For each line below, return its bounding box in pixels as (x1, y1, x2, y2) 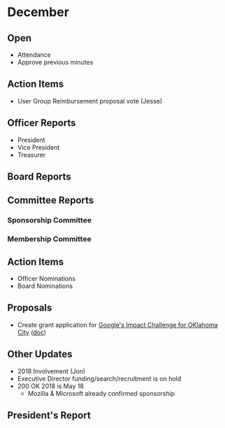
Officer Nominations (17, 274, 75, 283)
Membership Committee (7, 234, 92, 244)
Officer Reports (7, 117, 76, 129)
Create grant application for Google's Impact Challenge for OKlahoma (17, 320, 218, 329)
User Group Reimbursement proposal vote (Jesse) (17, 97, 163, 105)
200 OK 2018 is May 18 (17, 382, 84, 390)
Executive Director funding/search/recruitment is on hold (17, 374, 182, 383)
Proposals (7, 302, 52, 314)
